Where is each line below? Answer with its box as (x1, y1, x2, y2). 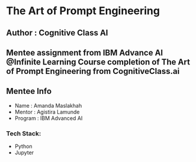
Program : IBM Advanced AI (14, 114, 83, 122)
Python (14, 143, 33, 150)
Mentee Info (6, 86, 52, 96)
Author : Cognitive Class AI (6, 28, 108, 38)
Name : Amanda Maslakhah (14, 102, 82, 109)
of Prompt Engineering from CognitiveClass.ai (6, 66, 180, 76)
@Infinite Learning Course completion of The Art (6, 57, 191, 67)
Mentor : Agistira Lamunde (14, 108, 80, 115)
